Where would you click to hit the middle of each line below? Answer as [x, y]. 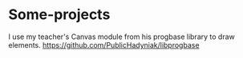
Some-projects [59, 15]
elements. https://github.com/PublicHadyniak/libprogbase [104, 44]
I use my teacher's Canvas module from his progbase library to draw [121, 37]
